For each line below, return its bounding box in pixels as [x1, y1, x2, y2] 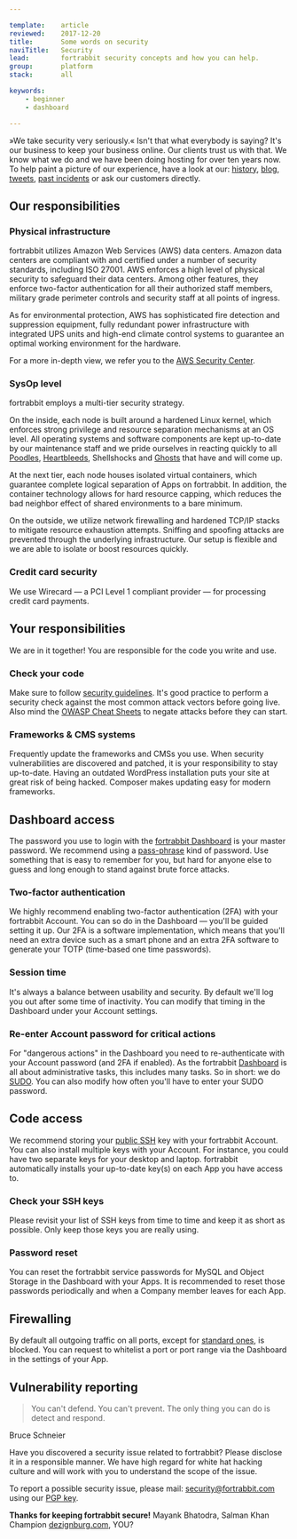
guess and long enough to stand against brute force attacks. [9, 864, 231, 874]
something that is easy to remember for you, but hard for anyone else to [9, 855, 272, 865]
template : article [9, 20, 90, 29]
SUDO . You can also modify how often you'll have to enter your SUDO [9, 1076, 264, 1087]
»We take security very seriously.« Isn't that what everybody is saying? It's [9, 135, 282, 146]
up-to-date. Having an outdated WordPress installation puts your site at [9, 768, 270, 778]
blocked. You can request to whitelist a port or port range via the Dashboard [9, 1344, 287, 1355]
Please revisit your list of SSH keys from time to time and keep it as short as [9, 1215, 285, 1225]
